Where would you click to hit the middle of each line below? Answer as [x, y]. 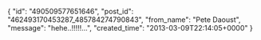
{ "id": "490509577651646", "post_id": [71, 11]
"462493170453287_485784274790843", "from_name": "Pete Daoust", [124, 20]
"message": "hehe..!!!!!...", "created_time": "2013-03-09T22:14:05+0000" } [130, 28]
